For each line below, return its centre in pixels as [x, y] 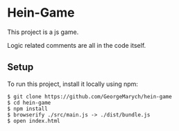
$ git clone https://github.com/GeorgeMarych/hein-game [89, 96]
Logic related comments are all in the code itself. [77, 45]
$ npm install [28, 109]
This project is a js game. [43, 32]
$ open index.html [34, 121]
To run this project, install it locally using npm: [73, 84]
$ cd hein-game [29, 103]
